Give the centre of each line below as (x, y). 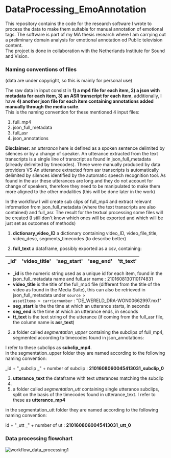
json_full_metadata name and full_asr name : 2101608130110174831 (83, 279)
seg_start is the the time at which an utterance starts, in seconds (81, 306)
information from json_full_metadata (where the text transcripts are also (80, 207)
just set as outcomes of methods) (41, 223)
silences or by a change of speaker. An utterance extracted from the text (82, 154)
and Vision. (17, 56)
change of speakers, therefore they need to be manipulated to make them (83, 186)
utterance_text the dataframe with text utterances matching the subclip (88, 378)
